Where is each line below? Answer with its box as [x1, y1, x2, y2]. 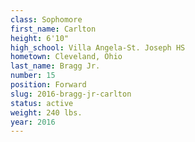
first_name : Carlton [10, 24, 97, 34]
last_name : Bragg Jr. [10, 61, 101, 71]
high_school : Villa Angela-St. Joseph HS [10, 42, 186, 53]
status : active [10, 98, 74, 108]
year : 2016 [10, 117, 56, 127]
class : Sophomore [10, 14, 83, 25]
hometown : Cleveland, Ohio [10, 52, 123, 62]
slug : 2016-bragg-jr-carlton [10, 89, 132, 99]
